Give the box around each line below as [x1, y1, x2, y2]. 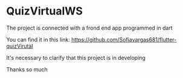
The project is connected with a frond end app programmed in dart [6, 24, 173, 31]
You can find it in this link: [6, 36, 71, 43]
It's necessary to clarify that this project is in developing [6, 54, 146, 61]
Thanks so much [6, 65, 48, 73]
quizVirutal [6, 42, 33, 50]
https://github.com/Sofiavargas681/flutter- [71, 36, 177, 43]
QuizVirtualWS [6, 4, 83, 18]
